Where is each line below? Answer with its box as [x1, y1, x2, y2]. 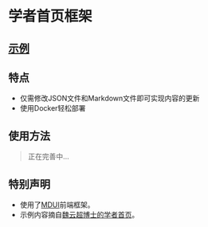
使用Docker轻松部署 [19, 104, 86, 113]
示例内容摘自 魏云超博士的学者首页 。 [19, 210, 139, 220]
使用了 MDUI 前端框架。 [19, 200, 95, 209]
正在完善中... [27, 152, 69, 162]
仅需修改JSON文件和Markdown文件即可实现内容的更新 [19, 93, 200, 104]
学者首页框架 [8, 7, 93, 25]
